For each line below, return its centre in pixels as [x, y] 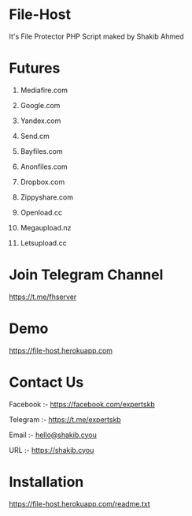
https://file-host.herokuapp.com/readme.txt [79, 503]
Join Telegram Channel [86, 275]
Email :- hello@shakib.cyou [53, 435]
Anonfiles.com [44, 166]
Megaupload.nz [46, 227]
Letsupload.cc [43, 243]
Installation [46, 482]
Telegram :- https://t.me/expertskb [65, 419]
